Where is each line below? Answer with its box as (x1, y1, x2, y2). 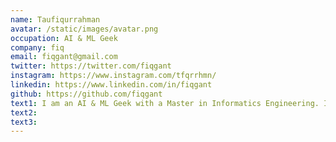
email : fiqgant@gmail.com (10, 52, 118, 62)
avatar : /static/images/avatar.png (10, 24, 159, 34)
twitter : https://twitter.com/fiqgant (10, 61, 172, 71)
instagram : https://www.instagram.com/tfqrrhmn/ (10, 71, 217, 81)
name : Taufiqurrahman (10, 14, 101, 25)
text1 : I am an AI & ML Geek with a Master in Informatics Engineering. (10, 98, 320, 108)
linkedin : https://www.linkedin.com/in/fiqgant (10, 80, 213, 90)
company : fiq (10, 42, 65, 53)
